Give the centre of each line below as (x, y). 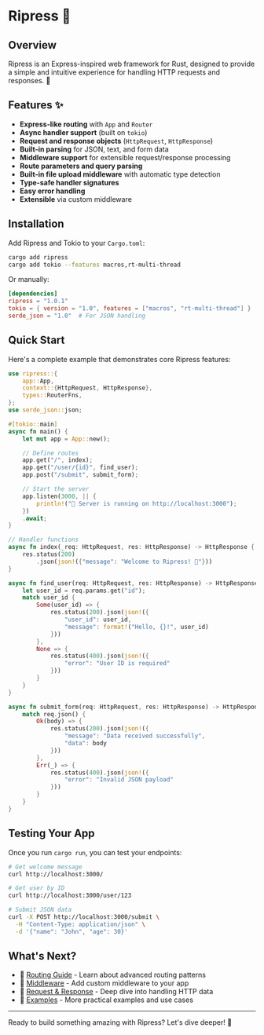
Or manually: (29, 280)
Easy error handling (52, 191)
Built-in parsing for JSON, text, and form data (94, 149)
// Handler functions (44, 540)
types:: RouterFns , (52, 396)
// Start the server (56, 489)
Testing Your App (52, 834)
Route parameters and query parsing (81, 166)
